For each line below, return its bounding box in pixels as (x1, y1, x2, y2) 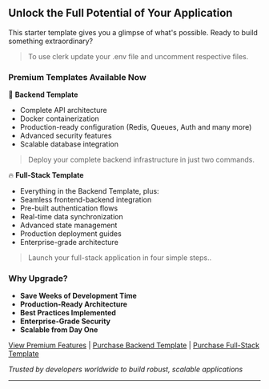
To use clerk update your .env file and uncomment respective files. (27, 51, 249, 61)
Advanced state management (19, 220, 118, 231)
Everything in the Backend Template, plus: (19, 186, 159, 196)
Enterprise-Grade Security (19, 316, 110, 327)
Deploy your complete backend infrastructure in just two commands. (27, 155, 255, 165)
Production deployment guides (19, 229, 122, 239)
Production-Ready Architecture (19, 299, 128, 309)
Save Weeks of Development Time (19, 291, 138, 301)
